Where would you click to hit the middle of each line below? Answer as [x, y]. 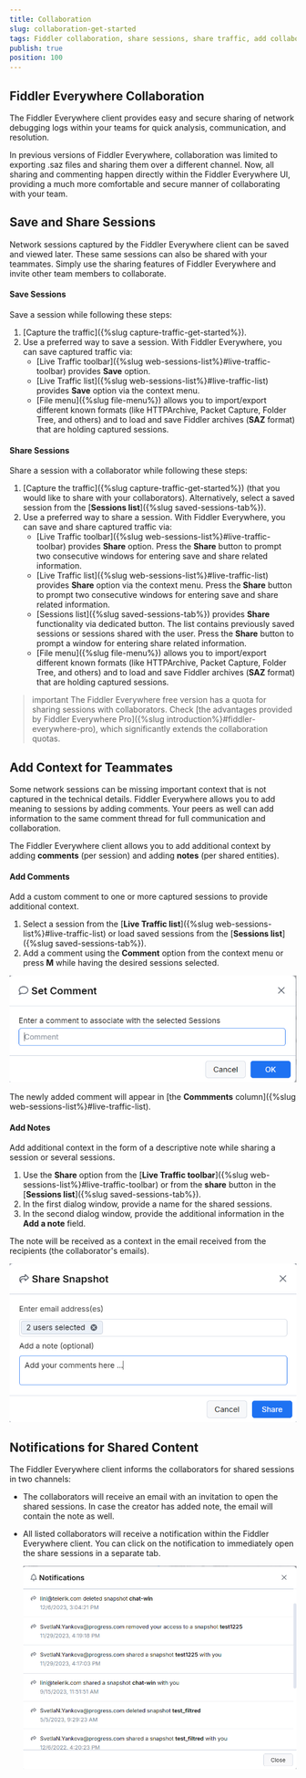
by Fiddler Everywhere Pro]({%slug [98, 719]
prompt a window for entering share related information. [142, 643]
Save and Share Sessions [83, 222]
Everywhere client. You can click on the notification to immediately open [158, 1543]
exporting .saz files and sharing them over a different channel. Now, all [142, 164]
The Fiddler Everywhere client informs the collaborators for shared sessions [152, 1469]
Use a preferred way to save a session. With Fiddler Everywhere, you [152, 341]
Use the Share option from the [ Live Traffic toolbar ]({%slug [135, 1175]
